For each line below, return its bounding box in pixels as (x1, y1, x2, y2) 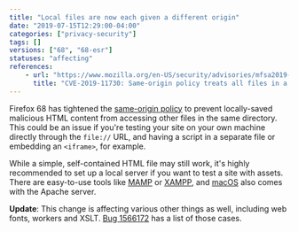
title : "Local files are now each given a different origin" (9, 12, 240, 22)
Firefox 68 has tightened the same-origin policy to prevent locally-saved (9, 103, 273, 113)
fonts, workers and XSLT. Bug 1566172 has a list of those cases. (9, 213, 242, 223)
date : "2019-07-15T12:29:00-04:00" (9, 21, 141, 30)
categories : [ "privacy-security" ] (9, 29, 137, 38)
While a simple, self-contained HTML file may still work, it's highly (9, 158, 250, 168)
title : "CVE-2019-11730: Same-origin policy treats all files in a (32, 79, 288, 88)
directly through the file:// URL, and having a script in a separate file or (9, 131, 276, 142)
